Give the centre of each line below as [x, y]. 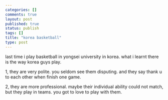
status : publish [22, 28]
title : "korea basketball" [33, 38]
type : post [17, 42]
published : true [22, 24]
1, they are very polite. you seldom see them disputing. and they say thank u [83, 71]
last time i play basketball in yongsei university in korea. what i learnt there [82, 56]
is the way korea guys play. [33, 62]
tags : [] [14, 33]
